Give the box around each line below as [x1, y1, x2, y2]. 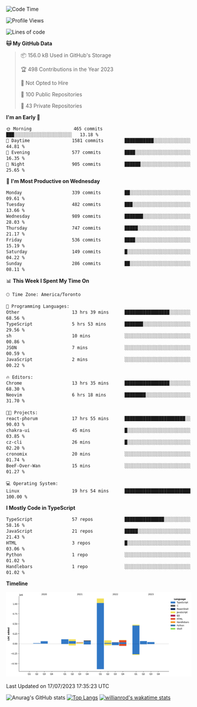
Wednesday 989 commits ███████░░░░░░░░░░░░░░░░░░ [6, 213, 191, 219]
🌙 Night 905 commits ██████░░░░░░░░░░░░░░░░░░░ [6, 161, 191, 167]
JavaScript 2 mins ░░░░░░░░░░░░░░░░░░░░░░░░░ [6, 357, 191, 363]
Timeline [6, 580, 28, 587]
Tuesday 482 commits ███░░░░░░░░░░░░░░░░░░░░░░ [6, 201, 191, 207]
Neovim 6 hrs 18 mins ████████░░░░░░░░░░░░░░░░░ [6, 392, 191, 398]
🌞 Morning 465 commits [6, 126, 103, 132]
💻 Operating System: [6, 481, 59, 487]
